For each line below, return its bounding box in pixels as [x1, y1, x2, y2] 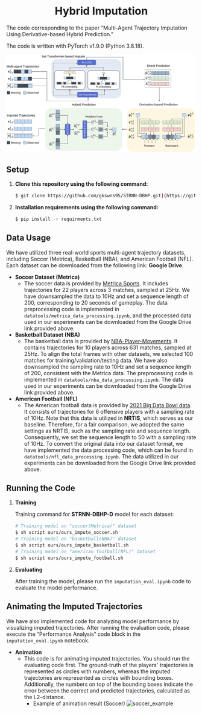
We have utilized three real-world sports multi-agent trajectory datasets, [6, 249, 186, 256]
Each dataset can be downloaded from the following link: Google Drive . [6, 261, 184, 269]
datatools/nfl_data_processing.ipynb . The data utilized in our [24, 452, 179, 460]
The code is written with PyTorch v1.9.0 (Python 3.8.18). [6, 42, 144, 49]
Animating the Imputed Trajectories [6, 601, 143, 612]
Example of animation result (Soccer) [33, 700, 125, 707]
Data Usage [6, 233, 51, 243]
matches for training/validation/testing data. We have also [24, 357, 168, 364]
